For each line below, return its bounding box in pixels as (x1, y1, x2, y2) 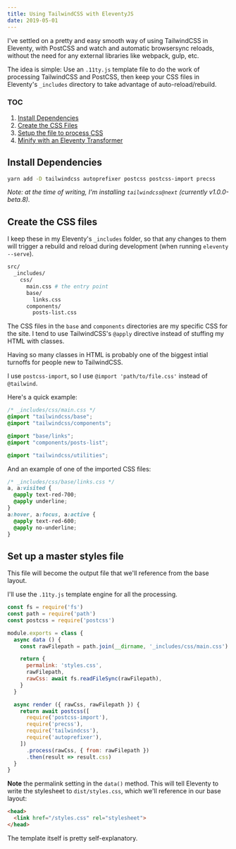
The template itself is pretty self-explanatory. (7, 833, 138, 842)
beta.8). (7, 195, 30, 204)
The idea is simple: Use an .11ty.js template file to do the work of (7, 65, 200, 73)
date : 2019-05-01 (7, 17, 58, 24)
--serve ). (7, 250, 34, 258)
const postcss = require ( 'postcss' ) (7, 617, 115, 624)
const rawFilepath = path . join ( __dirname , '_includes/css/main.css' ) (20, 643, 229, 650)
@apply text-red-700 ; (13, 491, 77, 498)
